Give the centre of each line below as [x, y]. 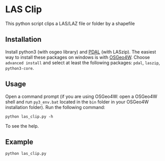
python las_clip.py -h [29, 116]
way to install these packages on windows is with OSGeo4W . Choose [78, 57]
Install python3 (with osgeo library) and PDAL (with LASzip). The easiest [81, 51]
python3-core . [20, 68]
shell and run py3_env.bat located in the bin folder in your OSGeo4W [77, 102]
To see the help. [22, 126]
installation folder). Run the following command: [55, 107]
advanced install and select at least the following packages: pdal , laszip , [83, 63]
